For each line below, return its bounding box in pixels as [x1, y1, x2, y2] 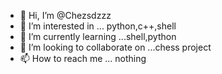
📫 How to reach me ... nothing [19, 53, 147, 64]
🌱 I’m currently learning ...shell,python [19, 31, 177, 42]
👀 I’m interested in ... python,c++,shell [19, 20, 177, 32]
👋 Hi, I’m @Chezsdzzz [19, 10, 112, 21]
